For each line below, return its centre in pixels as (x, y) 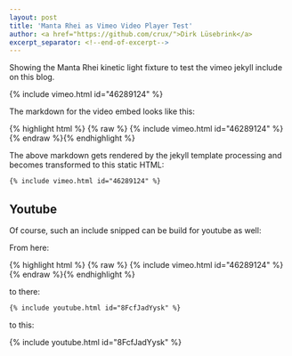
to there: (25, 291)
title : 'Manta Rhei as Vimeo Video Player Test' (101, 26)
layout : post (33, 17)
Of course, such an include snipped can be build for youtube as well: (135, 230)
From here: (29, 247)
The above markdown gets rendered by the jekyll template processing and (146, 156)
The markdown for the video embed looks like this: (102, 111)
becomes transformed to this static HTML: (87, 165)
